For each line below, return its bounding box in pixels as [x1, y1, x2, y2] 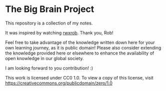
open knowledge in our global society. [5, 55, 84, 61]
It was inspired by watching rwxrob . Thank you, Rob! [5, 29, 113, 35]
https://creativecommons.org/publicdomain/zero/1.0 [5, 80, 112, 86]
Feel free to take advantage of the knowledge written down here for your [5, 39, 155, 45]
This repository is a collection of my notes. [5, 20, 93, 26]
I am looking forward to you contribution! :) [5, 65, 93, 71]
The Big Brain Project [5, 3, 94, 15]
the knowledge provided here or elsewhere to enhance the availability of [5, 50, 154, 56]
